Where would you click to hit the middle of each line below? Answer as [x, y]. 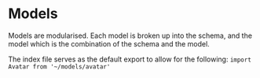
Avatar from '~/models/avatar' [59, 67]
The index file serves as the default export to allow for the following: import [130, 59]
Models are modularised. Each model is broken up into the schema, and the [130, 35]
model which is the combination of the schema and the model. [109, 43]
